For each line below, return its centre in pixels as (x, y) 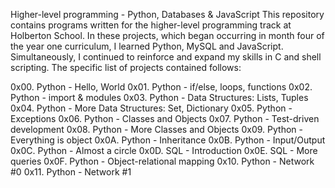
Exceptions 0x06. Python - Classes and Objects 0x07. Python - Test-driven (165, 118)
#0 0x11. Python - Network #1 (71, 172)
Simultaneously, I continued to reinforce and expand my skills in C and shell (166, 57)
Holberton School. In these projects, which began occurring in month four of (167, 35)
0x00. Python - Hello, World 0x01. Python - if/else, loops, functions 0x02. (161, 87)
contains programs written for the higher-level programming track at (151, 25)
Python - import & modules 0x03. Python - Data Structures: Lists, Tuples (159, 97)
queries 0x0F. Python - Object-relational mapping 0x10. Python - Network (162, 161)
